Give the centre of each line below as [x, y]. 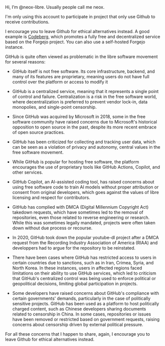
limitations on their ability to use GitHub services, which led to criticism [84, 273]
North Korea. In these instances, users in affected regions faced [77, 268]
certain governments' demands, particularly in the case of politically [81, 298]
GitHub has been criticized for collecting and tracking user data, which [84, 142]
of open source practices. [38, 132]
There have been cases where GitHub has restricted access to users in [84, 257]
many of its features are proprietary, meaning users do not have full [81, 77]
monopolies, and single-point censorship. [54, 107]
